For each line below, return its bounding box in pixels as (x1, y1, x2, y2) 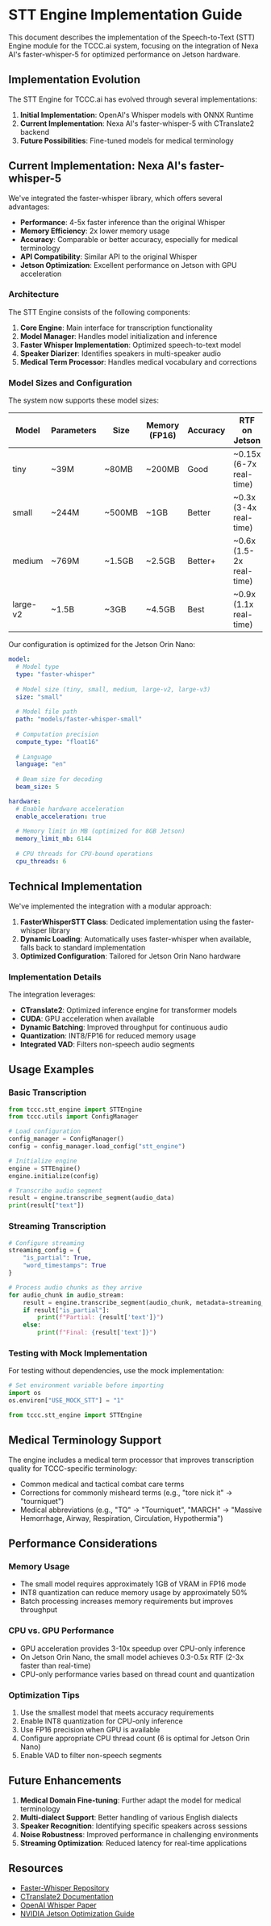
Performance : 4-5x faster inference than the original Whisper (19, 217, 226, 227)
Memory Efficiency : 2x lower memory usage (19, 226, 170, 236)
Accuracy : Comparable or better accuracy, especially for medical (19, 234, 239, 244)
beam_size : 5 (15, 783, 60, 792)
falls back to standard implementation (19, 942, 146, 952)
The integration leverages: (8, 989, 96, 999)
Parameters (51, 425, 97, 437)
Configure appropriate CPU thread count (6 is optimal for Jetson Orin (19, 1733, 250, 1743)
